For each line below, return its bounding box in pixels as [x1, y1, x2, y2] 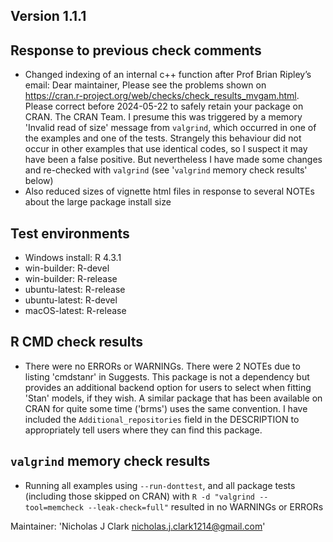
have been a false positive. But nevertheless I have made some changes [24, 154, 323, 166]
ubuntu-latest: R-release [24, 284, 126, 296]
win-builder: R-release [24, 273, 118, 285]
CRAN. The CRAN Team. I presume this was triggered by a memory [24, 111, 303, 123]
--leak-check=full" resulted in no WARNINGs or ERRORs [88, 500, 324, 513]
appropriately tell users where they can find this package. [24, 424, 263, 436]
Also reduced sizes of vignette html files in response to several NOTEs [24, 185, 315, 198]
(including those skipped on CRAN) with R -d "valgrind [24, 490, 255, 502]
